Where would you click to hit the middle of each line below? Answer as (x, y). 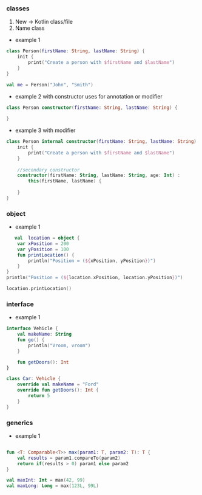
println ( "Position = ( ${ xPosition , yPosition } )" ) (92, 261)
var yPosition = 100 (43, 249)
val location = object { (47, 238)
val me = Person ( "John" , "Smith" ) (50, 85)
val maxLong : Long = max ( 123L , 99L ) (52, 486)
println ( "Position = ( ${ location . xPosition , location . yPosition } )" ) (95, 278)
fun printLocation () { (46, 255)
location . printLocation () (39, 289)
